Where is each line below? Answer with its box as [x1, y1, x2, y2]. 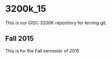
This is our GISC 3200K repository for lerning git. [5, 20, 107, 26]
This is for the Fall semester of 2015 [5, 47, 80, 53]
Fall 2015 [5, 34, 34, 43]
